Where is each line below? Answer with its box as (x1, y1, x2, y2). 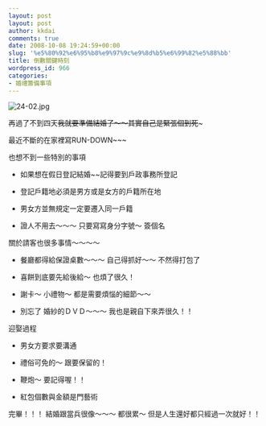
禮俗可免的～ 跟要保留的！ (19, 358, 107, 367)
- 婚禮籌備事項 (8, 79, 52, 87)
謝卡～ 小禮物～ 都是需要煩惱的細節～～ (19, 289, 151, 299)
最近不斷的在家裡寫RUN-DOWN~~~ (8, 134, 127, 145)
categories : (8, 72, 48, 80)
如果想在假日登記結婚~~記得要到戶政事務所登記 (19, 169, 178, 179)
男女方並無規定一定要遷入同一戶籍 (19, 203, 133, 213)
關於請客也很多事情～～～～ (8, 238, 100, 247)
